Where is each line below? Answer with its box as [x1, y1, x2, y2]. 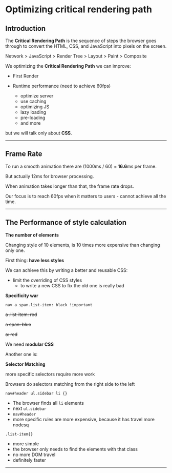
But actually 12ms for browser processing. [5, 173, 94, 179]
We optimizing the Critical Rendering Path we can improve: [5, 63, 132, 69]
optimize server [20, 93, 54, 98]
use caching [20, 98, 47, 104]
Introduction [5, 24, 46, 33]
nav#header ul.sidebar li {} [5, 391, 68, 396]
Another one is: [5, 351, 38, 357]
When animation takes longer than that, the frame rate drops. [5, 183, 134, 189]
